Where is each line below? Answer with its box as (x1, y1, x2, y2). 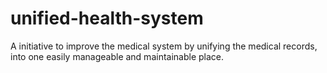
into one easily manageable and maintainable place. (10, 50, 225, 62)
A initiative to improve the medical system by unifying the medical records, (10, 40, 318, 52)
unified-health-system (10, 7, 204, 30)
